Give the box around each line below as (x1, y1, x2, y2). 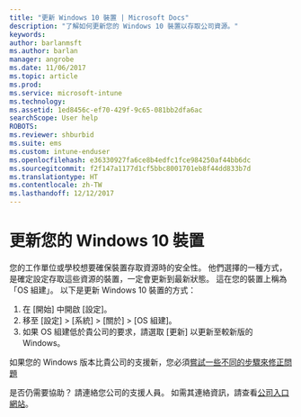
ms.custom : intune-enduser (9, 147, 111, 156)
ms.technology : (9, 96, 66, 106)
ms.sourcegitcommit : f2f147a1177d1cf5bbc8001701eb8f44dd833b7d (9, 164, 252, 173)
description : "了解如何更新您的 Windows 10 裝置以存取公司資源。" (9, 22, 239, 31)
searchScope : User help (9, 113, 99, 122)
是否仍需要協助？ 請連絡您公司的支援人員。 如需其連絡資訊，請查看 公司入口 (9, 386, 289, 397)
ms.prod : (9, 80, 42, 89)
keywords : (9, 30, 47, 39)
